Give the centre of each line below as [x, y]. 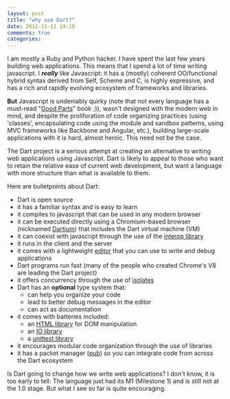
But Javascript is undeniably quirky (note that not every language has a [108, 101]
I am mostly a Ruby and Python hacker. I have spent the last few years [106, 58]
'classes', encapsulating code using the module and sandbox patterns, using [115, 123]
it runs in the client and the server [65, 244]
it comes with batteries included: [63, 316]
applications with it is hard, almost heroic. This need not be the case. [104, 138]
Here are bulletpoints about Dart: [54, 186]
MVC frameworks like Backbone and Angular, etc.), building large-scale [108, 131]
